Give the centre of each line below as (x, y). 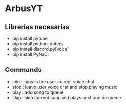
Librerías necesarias (37, 27)
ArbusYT (24, 9)
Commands (24, 70)
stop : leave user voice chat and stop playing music (65, 87)
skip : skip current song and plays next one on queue (66, 97)
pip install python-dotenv (38, 44)
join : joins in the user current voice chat (53, 81)
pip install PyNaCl (30, 54)
